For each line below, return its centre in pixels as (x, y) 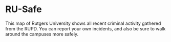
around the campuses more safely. (42, 34)
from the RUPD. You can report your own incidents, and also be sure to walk (85, 28)
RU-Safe (24, 9)
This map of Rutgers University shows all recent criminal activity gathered (83, 23)
